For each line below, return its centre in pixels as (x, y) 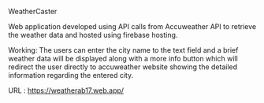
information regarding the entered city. (71, 75)
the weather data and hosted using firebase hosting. (93, 35)
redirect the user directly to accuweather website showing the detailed (123, 67)
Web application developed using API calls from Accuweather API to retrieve (132, 26)
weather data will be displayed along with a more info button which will (123, 59)
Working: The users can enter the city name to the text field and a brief (123, 50)
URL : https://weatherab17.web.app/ (66, 90)
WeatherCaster (33, 11)
